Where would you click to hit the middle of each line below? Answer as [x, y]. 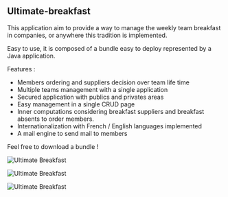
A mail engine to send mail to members [72, 133]
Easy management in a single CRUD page [76, 104]
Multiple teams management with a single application [92, 89]
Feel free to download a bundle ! [53, 146]
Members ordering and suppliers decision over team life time [103, 82]
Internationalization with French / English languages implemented [110, 126]
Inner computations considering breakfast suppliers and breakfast [111, 111]
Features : [21, 69]
